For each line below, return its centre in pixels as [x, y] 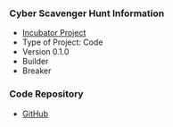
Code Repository [46, 94]
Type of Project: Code [62, 42]
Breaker [37, 71]
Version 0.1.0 [45, 52]
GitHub [35, 114]
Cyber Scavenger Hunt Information [87, 13]
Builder [35, 62]
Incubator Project [54, 33]
